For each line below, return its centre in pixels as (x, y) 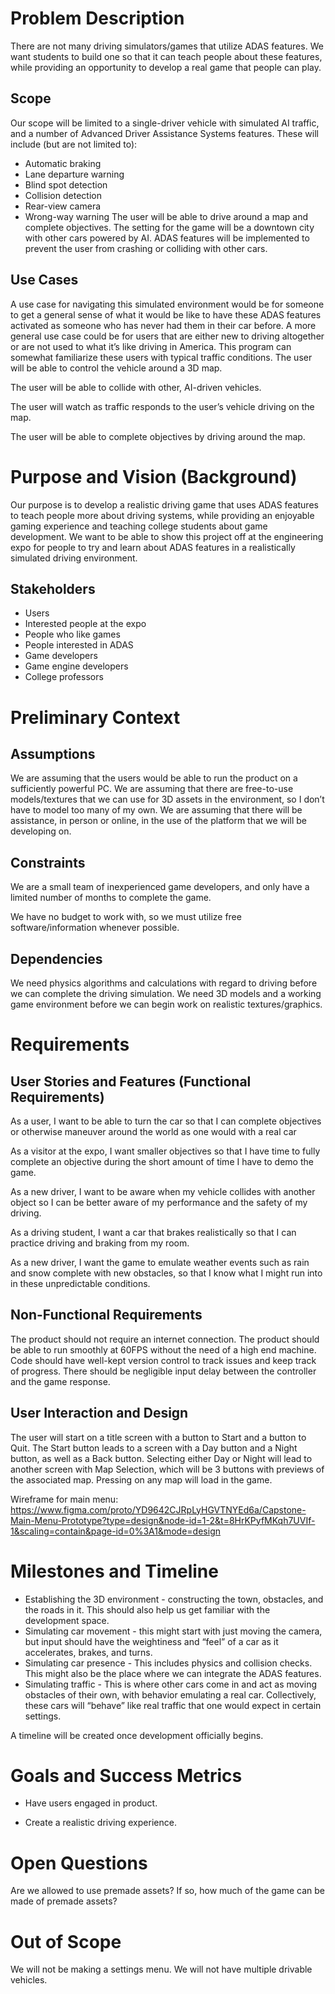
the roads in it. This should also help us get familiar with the (147, 1609)
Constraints (48, 862)
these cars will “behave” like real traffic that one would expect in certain (173, 1705)
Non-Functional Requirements (106, 1315)
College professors (64, 677)
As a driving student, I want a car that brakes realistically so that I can (153, 1232)
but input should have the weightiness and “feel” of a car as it (151, 1641)
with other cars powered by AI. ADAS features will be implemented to (167, 238)
